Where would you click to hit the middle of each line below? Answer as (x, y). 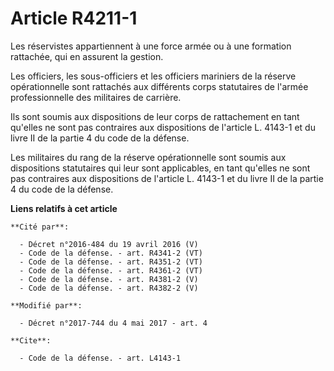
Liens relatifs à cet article (64, 208)
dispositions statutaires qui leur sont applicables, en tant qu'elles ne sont (160, 168)
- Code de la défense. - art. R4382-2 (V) (109, 288)
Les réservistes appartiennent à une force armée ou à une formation (151, 46)
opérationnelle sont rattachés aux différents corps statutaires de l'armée (159, 86)
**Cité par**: (40, 227)
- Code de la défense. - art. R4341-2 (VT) (111, 253)
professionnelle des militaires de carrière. (96, 97)
